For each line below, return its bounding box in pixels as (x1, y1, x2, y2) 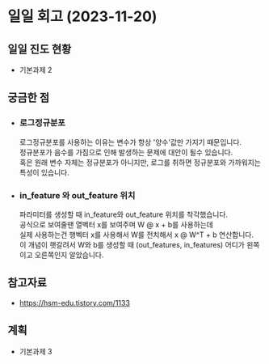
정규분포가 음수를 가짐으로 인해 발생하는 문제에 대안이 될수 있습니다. (19, 147, 233, 157)
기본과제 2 (19, 66, 53, 74)
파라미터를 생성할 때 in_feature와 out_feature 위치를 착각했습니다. (19, 210, 228, 219)
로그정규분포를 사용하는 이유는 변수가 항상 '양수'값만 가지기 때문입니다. (19, 137, 242, 146)
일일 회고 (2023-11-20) (7, 7, 158, 26)
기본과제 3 (19, 346, 53, 356)
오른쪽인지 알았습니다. (34, 250, 104, 260)
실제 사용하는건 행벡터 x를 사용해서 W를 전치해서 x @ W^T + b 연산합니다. (19, 230, 254, 239)
